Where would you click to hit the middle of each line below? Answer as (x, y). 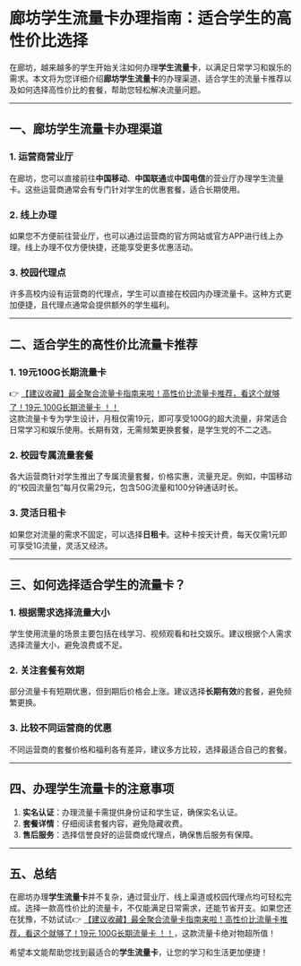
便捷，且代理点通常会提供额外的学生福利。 (95, 305)
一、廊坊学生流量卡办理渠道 (86, 129)
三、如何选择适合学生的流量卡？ (98, 585)
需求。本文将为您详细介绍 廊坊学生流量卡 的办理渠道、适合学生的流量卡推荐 (146, 78)
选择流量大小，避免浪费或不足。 (68, 645)
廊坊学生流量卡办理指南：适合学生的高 (151, 18)
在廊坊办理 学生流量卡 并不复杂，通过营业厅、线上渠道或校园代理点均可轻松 (146, 897)
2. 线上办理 (33, 214)
